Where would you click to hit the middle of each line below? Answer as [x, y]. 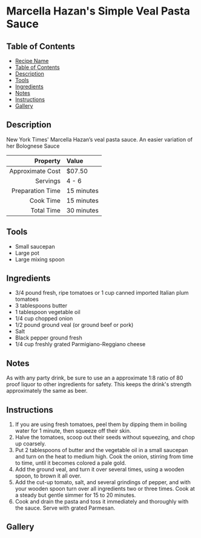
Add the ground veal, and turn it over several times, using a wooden [100, 470]
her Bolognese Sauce [33, 146]
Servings [48, 181]
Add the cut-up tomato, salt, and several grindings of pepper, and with [103, 482]
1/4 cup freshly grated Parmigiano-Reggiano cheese [80, 344]
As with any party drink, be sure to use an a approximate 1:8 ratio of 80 [95, 378]
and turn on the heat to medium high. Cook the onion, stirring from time [104, 457]
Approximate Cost [35, 171]
